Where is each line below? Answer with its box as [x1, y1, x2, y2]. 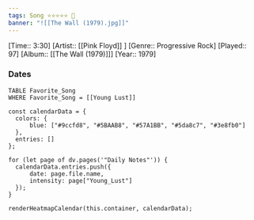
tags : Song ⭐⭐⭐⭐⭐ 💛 [8, 11, 75, 20]
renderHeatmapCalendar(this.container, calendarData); [8, 204, 193, 212]
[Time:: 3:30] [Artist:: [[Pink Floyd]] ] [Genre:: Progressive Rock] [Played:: [8, 40, 247, 50]
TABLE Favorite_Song [8, 86, 77, 95]
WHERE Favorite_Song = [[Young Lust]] [8, 93, 136, 101]
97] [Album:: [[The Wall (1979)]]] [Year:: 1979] [8, 49, 157, 59]
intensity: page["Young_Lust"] [28, 176, 133, 184]
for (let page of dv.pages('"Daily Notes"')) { [8, 156, 169, 164]
